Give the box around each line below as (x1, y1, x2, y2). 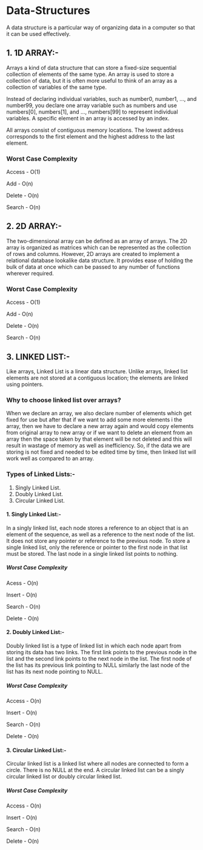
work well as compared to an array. (6, 455, 95, 462)
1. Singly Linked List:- (6, 511, 62, 518)
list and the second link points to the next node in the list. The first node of (6, 655, 192, 662)
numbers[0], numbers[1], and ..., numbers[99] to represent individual (6, 108, 178, 116)
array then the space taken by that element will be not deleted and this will (6, 435, 192, 443)
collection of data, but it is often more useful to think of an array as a (6, 77, 178, 84)
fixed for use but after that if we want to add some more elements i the (6, 416, 182, 423)
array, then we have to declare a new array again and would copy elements (6, 423, 194, 430)
